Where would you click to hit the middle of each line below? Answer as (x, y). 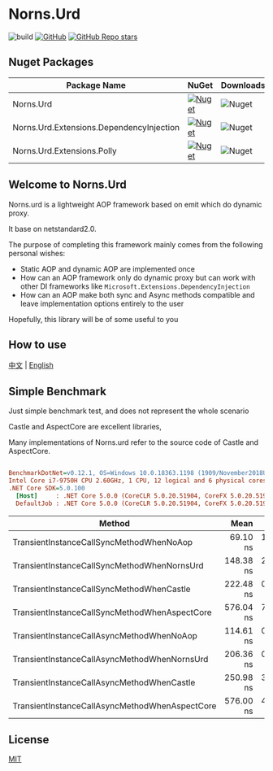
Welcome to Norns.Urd (68, 185)
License (29, 740)
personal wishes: (37, 253)
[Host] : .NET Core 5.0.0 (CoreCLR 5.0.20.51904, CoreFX (121, 496)
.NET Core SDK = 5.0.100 (47, 488)
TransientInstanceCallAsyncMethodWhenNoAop (105, 635)
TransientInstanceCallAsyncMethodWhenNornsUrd (110, 659)
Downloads (243, 85)
